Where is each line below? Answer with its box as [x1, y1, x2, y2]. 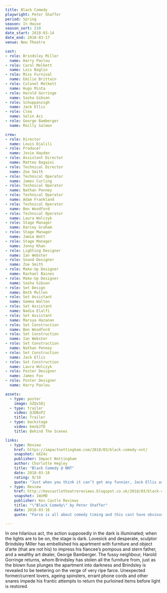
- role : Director [5, 137, 41, 142]
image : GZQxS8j [14, 401, 46, 406]
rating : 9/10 [14, 475, 41, 480]
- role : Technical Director [5, 164, 64, 170]
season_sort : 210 [5, 26, 41, 31]
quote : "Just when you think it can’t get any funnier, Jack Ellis [14, 480, 157, 485]
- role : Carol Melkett [5, 63, 52, 68]
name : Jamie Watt [9, 234, 46, 239]
